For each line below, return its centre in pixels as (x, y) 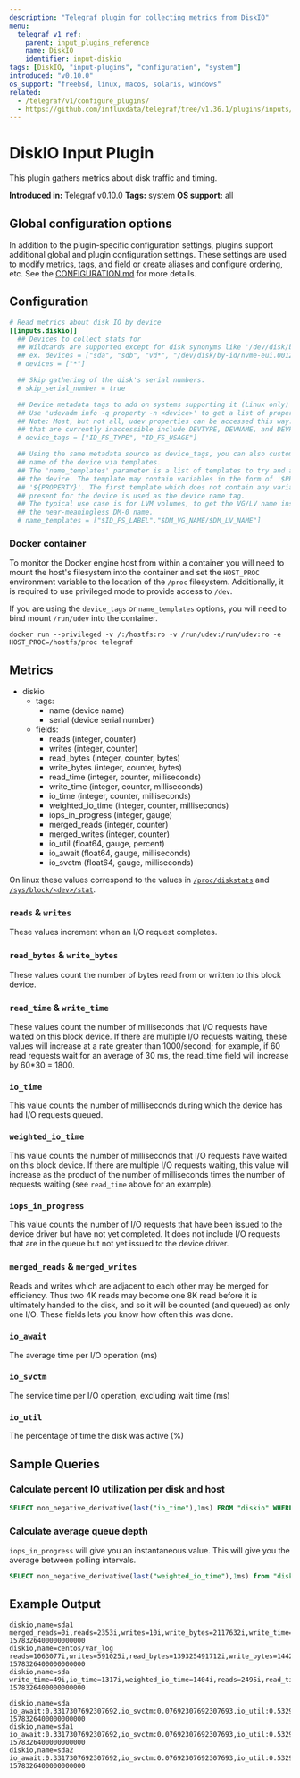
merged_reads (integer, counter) (108, 825)
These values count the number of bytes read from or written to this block (145, 974)
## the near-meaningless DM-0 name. (85, 512)
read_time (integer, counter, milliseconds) (125, 777)
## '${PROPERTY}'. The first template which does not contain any (143, 487)
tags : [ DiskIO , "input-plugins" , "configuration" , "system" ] (125, 68)
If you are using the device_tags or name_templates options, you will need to (148, 608)
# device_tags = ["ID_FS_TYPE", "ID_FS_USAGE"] (108, 438)
